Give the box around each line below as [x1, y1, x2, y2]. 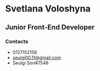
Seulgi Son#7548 [12, 59, 49, 65]
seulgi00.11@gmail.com [12, 54, 62, 60]
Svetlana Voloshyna [5, 3, 91, 14]
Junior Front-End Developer [5, 23, 95, 31]
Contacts [5, 38, 29, 45]
